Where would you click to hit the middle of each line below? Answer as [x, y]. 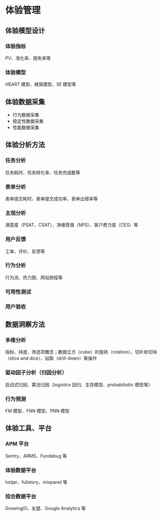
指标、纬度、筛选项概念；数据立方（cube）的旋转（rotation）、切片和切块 [81, 352]
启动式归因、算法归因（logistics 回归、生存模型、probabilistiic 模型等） [79, 384]
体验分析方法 [25, 145]
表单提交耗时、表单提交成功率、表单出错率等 [52, 198]
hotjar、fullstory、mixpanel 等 [36, 482]
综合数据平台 [21, 496]
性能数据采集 [26, 127]
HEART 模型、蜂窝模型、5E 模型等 [41, 84]
